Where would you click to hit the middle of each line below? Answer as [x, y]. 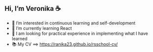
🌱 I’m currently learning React [42, 28]
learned [19, 38]
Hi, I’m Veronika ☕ [33, 9]
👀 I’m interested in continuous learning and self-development [74, 23]
